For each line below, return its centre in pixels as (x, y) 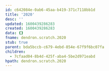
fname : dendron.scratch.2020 (36, 38)
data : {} (14, 33)
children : (16, 51)
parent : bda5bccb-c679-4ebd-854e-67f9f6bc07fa (55, 47)
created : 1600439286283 (30, 28)
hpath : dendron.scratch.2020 (36, 61)
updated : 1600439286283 (30, 24)
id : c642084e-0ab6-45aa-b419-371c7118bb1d (50, 10)
